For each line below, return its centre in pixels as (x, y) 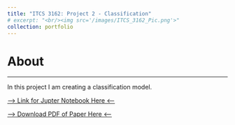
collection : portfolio (40, 27)
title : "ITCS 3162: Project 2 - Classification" (79, 14)
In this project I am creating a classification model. (80, 87)
